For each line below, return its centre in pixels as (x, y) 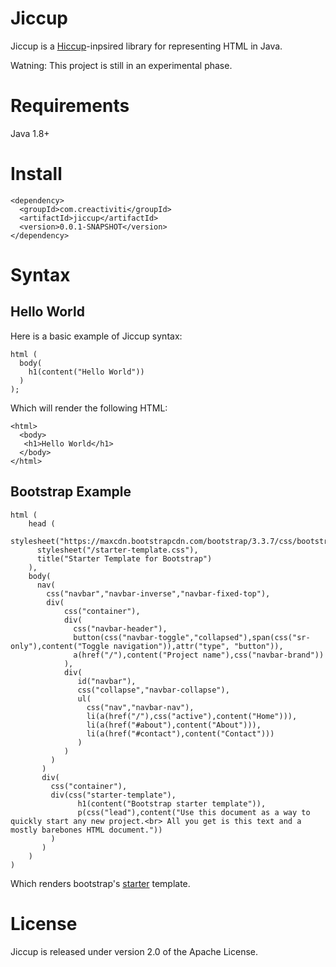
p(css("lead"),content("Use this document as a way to (194, 812)
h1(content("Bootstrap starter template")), (172, 803)
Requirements (70, 106)
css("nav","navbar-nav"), (140, 707)
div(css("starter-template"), (113, 795)
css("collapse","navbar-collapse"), (153, 690)
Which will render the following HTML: (89, 408)
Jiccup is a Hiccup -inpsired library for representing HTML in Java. (146, 46)
